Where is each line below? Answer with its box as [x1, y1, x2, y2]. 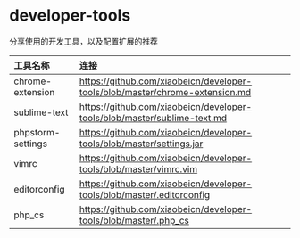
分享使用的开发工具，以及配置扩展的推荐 [9, 36, 158, 46]
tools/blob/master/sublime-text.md [79, 111, 228, 124]
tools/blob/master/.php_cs [79, 214, 190, 226]
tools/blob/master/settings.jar [79, 137, 204, 150]
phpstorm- [13, 126, 61, 138]
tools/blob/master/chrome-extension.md [79, 86, 252, 98]
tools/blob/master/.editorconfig [79, 188, 211, 201]
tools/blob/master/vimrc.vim [79, 162, 198, 175]
